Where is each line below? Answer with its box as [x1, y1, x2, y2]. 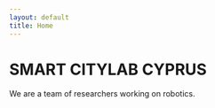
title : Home [9, 21, 53, 30]
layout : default [9, 12, 69, 22]
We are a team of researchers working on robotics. [9, 89, 195, 99]
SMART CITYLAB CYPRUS [9, 59, 207, 80]
